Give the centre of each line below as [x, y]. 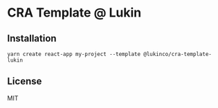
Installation [32, 38]
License [25, 81]
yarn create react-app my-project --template [74, 54]
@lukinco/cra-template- [178, 54]
